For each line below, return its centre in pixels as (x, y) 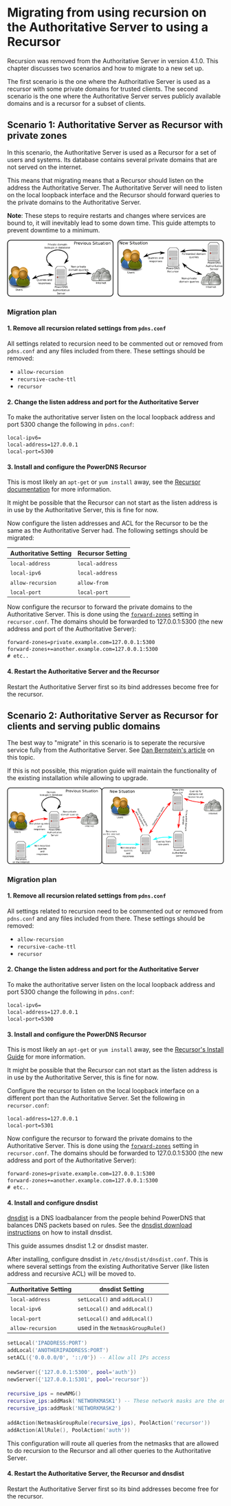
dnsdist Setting (122, 1289)
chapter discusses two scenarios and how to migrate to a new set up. (106, 68)
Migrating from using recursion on (107, 13)
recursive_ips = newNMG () (44, 1394)
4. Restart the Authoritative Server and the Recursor (83, 672)
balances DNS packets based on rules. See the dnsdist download (100, 1226)
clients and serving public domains (84, 727)
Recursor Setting (102, 553)
